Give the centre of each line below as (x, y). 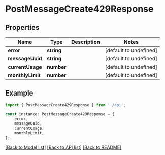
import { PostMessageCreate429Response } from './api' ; (65, 105)
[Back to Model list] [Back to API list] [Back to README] (63, 147)
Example (19, 93)
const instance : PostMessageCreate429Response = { (60, 114)
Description (86, 42)
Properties (22, 28)
